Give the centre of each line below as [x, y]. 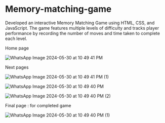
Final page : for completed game [38, 105]
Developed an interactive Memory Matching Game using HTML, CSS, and [80, 23]
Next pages [17, 67]
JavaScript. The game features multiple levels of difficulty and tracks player [82, 28]
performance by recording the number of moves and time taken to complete [82, 33]
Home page [17, 48]
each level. [16, 39]
